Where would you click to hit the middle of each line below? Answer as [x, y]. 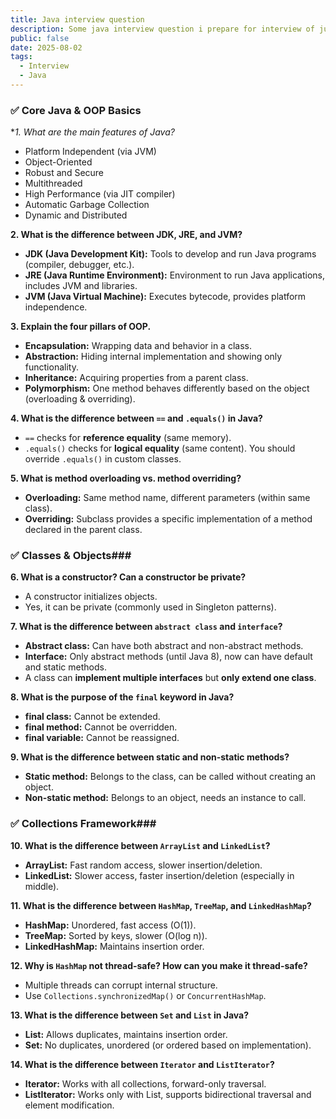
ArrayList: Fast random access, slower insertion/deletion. [143, 865]
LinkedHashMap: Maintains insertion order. [114, 946]
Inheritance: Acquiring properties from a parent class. [136, 378]
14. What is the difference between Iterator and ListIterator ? [142, 1064]
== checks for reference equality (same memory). [128, 438]
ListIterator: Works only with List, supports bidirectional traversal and [168, 1094]
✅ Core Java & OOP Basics [76, 110]
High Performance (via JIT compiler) [100, 194]
